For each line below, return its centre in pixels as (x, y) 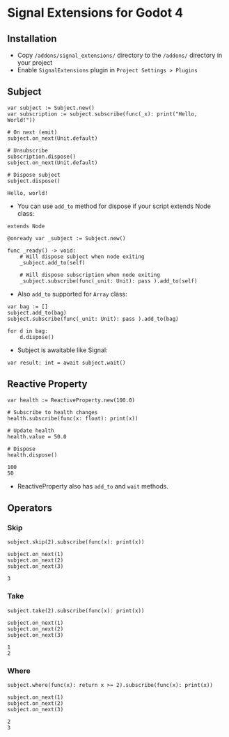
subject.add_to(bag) (37, 312)
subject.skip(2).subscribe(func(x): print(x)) (76, 542)
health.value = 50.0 (37, 436)
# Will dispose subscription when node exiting (90, 275)
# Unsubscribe (28, 150)
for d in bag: (28, 331)
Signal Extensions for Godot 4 (95, 13)
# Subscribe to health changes (53, 412)
